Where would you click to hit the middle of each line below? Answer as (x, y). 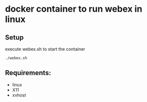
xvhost (19, 95)
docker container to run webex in (74, 9)
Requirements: (28, 73)
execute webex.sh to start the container (45, 49)
